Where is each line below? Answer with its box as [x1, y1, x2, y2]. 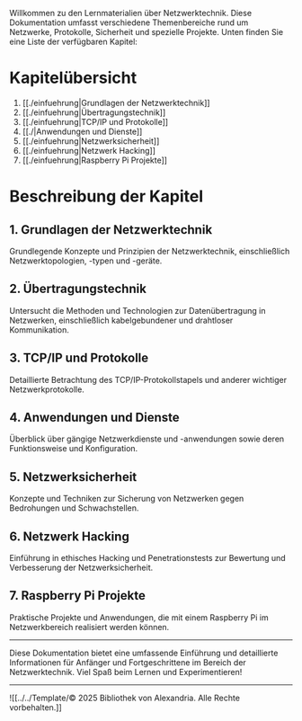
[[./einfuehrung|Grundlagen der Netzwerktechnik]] [22, 97, 210, 108]
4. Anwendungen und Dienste [9, 409, 180, 425]
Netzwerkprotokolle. [9, 384, 85, 395]
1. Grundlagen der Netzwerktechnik [9, 222, 213, 237]
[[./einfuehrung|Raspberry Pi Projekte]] [22, 155, 168, 165]
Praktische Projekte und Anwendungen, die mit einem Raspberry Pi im [9, 611, 270, 623]
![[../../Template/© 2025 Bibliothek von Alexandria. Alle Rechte [9, 692, 241, 703]
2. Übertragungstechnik [9, 281, 147, 297]
